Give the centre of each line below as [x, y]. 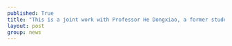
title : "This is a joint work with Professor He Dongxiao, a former [108, 20]
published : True [30, 13]
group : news [24, 32]
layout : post [26, 26]
